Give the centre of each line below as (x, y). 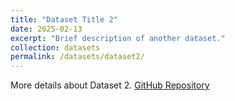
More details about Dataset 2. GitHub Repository (110, 85)
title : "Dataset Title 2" (64, 19)
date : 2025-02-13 (46, 29)
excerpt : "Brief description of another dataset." (118, 38)
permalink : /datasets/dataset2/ (77, 57)
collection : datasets (55, 47)
